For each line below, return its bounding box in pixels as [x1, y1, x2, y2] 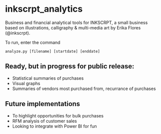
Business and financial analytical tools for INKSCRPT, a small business [5, 20, 148, 25]
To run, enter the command [5, 39, 61, 45]
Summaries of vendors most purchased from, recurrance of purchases [12, 86, 156, 91]
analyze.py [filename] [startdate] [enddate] [5, 49, 100, 54]
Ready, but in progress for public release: [5, 62, 134, 70]
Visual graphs [12, 80, 40, 86]
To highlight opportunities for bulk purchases [12, 112, 104, 118]
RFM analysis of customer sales [12, 118, 77, 124]
